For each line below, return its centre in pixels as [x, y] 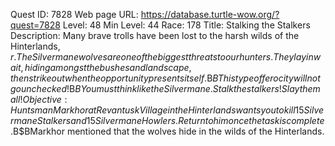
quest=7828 [35, 25]
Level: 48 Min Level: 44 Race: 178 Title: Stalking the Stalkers [186, 25]
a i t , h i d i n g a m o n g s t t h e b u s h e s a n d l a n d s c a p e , [101, 67]
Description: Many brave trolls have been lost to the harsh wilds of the [155, 35]
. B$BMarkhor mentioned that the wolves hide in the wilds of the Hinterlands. [167, 131]
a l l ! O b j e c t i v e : [39, 99]
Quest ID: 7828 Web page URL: [74, 14]
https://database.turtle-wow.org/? [210, 14]
